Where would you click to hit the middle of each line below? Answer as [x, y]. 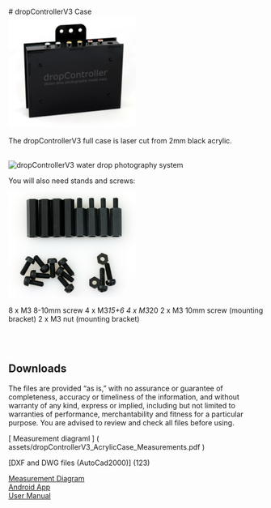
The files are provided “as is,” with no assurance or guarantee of [116, 388]
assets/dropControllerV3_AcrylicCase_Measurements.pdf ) [107, 446]
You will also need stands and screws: [72, 181]
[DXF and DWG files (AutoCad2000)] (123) [79, 463]
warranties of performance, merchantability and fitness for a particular [126, 414]
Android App [30, 487]
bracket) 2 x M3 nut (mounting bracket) [74, 319]
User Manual [30, 495]
